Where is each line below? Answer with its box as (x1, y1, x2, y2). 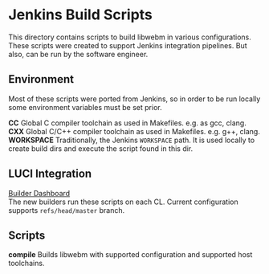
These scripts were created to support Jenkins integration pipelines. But (8, 40, 247, 50)
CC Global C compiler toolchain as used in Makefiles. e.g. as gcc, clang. (8, 118, 247, 128)
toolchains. (8, 259, 45, 268)
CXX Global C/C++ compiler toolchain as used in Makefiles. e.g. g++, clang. (8, 126, 261, 136)
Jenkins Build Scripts (8, 6, 153, 24)
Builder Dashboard (8, 188, 71, 198)
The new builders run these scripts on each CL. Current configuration (8, 197, 238, 207)
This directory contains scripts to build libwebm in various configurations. (8, 32, 251, 42)
